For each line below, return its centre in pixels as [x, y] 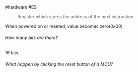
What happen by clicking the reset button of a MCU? [59, 64]
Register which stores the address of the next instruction [75, 17]
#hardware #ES [21, 7]
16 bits [12, 53]
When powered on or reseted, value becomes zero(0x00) [64, 26]
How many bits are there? [32, 37]
